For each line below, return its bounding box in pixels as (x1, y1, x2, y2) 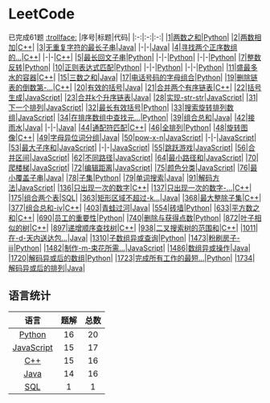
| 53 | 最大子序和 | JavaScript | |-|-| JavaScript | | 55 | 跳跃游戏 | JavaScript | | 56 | (8, 142, 249, 153)
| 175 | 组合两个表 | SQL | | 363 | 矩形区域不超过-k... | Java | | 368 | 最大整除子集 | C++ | (8, 193, 262, 202)
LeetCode (8, 5, 75, 23)
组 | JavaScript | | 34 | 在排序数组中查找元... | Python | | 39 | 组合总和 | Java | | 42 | (8, 112, 248, 122)
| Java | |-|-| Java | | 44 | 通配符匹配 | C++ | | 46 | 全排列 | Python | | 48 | (22, 122, 227, 132)
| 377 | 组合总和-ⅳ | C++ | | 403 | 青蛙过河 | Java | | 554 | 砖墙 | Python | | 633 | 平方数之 (8, 202, 260, 213)
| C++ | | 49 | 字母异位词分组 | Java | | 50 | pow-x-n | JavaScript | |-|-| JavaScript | (15, 132, 257, 142)
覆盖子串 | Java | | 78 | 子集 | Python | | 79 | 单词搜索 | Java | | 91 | (14, 173, 199, 182)
